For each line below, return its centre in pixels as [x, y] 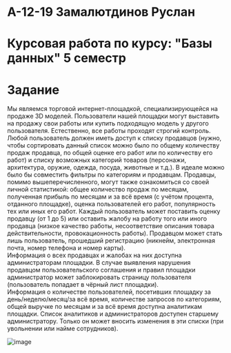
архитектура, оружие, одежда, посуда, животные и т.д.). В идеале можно [116, 168]
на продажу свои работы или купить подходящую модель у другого [108, 123]
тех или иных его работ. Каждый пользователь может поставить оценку [114, 212]
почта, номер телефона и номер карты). [67, 248]
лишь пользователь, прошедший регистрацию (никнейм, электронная [111, 241]
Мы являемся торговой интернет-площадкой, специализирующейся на [113, 109]
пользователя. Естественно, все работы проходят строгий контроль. [109, 131]
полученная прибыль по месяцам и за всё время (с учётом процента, [110, 196]
